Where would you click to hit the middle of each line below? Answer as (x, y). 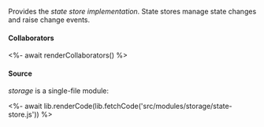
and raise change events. (49, 20)
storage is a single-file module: (58, 91)
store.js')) (24, 114)
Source (20, 73)
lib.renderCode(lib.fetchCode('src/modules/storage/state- (138, 106)
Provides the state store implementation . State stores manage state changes (132, 11)
